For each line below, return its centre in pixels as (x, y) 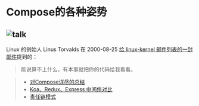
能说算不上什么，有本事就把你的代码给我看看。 (78, 69)
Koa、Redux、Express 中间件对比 (71, 89)
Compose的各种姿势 (57, 12)
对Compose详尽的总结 (57, 82)
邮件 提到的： (22, 57)
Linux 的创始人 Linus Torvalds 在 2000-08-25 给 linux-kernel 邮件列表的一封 (99, 49)
